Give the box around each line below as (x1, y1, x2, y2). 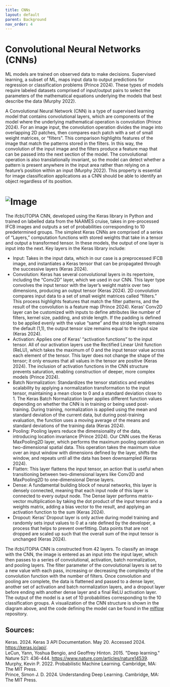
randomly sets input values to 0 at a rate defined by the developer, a (12, 520, 156, 526)
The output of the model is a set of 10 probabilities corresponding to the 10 (5, 594, 161, 601)
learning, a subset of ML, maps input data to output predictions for (5, 77, 145, 83)
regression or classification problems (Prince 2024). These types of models (5, 82, 164, 88)
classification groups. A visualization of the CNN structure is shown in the (5, 600, 159, 606)
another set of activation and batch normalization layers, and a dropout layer (5, 584, 165, 590)
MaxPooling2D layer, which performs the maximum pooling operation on (12, 439, 164, 445)
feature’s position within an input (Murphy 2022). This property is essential (5, 167, 161, 173)
